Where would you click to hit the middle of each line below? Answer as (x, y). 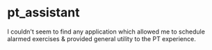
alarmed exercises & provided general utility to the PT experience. (101, 38)
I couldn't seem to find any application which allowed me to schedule (106, 32)
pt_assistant (43, 13)
